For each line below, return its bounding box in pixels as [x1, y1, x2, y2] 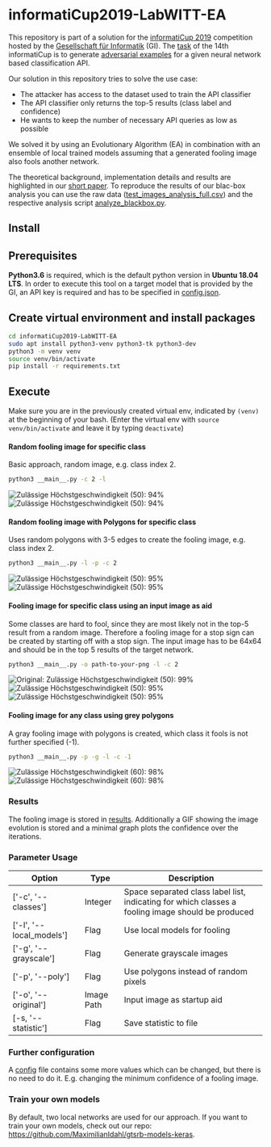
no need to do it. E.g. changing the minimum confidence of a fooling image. [8, 1073, 259, 1083]
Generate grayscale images [123, 947, 228, 959]
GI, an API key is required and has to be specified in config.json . [8, 288, 221, 297]
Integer [84, 897, 112, 908]
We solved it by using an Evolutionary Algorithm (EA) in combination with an [8, 139, 261, 149]
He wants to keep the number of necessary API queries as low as [19, 115, 238, 124]
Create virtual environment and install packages [8, 311, 256, 325]
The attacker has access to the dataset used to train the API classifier [19, 89, 252, 99]
